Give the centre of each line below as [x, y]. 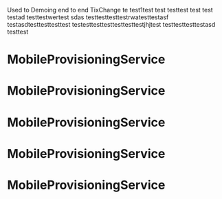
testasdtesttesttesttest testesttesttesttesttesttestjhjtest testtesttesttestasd [111, 24]
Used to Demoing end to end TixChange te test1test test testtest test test [110, 10]
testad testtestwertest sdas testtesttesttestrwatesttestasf [88, 17]
